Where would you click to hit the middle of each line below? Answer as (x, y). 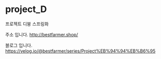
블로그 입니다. (19, 45)
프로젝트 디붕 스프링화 (27, 24)
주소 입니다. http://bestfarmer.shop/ (42, 34)
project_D (26, 9)
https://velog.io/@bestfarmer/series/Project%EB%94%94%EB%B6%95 (80, 51)
